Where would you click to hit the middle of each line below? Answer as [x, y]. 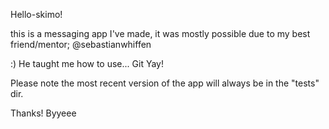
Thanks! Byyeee [43, 113]
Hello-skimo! [36, 14]
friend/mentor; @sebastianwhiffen [81, 44]
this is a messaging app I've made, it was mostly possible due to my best [160, 33]
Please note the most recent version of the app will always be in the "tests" [165, 83]
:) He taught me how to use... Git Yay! [87, 63]
